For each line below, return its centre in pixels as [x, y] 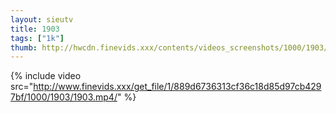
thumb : [24, 47]
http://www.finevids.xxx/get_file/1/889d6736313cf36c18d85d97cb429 [177, 87]
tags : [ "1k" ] [37, 38]
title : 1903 [35, 29]
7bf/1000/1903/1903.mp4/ [64, 97]
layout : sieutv [42, 19]
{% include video [46, 76]
